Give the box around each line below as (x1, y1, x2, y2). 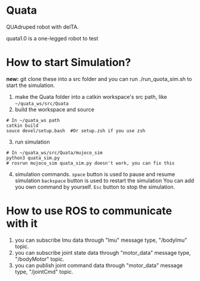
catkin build (6, 123, 39, 129)
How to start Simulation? (6, 56, 131, 69)
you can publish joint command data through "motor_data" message (14, 261, 183, 268)
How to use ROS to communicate (6, 204, 172, 218)
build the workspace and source (14, 105, 94, 113)
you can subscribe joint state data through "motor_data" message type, (14, 249, 191, 256)
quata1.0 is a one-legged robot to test (6, 35, 99, 42)
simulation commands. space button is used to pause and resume (14, 170, 176, 177)
